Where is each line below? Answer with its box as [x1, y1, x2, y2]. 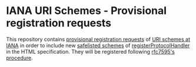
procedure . [6, 54, 34, 61]
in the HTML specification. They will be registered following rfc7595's [6, 48, 175, 55]
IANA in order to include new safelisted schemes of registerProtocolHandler [6, 42, 190, 49]
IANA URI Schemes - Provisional [6, 4, 167, 17]
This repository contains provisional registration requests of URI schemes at [6, 36, 190, 43]
